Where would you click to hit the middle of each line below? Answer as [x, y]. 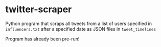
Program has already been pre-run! [42, 39]
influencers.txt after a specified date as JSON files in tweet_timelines [81, 29]
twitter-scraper [39, 9]
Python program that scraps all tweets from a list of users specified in [79, 24]
